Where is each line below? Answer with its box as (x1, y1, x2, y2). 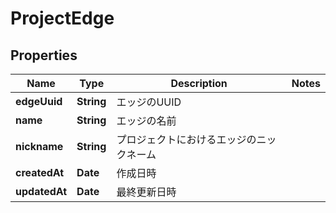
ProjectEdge (10, 7, 115, 30)
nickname (15, 140, 64, 153)
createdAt (15, 166, 65, 179)
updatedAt (15, 185, 68, 198)
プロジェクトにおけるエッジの (116, 133, 257, 146)
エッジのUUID (116, 95, 182, 109)
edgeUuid (15, 95, 63, 108)
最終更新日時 (116, 185, 177, 199)
